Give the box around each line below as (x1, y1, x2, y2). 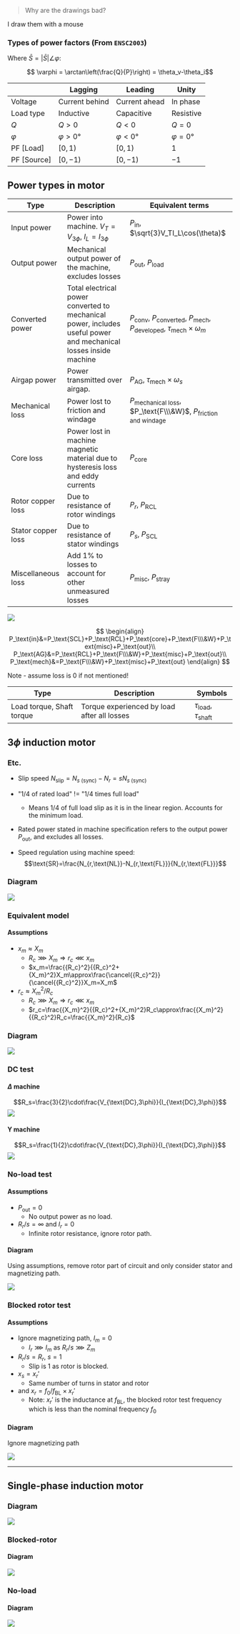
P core (129, 452, 148, 464)
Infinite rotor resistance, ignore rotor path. (28, 1229, 152, 1238)
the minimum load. (28, 811, 84, 819)
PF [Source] (11, 155, 52, 165)
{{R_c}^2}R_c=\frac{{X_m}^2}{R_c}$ (28, 1013, 135, 1021)
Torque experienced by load (81, 702, 176, 712)
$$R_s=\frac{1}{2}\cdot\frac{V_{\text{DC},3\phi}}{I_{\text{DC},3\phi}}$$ (14, 1141, 226, 1149)
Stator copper (11, 525, 58, 535)
